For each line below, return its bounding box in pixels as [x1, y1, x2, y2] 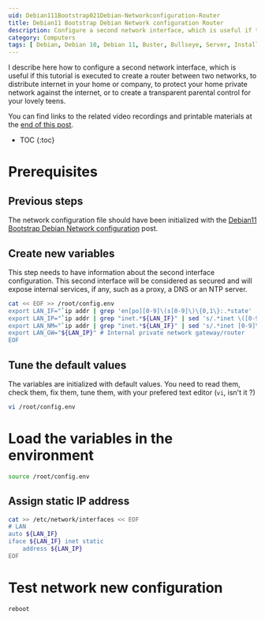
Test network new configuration [8, 579, 223, 597]
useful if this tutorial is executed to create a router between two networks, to [8, 71, 257, 81]
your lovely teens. [8, 96, 66, 106]
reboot [8, 605, 30, 613]
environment [8, 447, 95, 465]
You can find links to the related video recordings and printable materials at [8, 111, 252, 121]
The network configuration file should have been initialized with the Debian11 [8, 215, 257, 225]
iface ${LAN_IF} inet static [8, 538, 104, 545]
